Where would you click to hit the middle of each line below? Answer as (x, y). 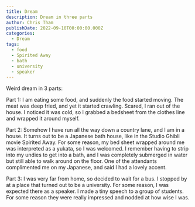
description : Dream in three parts (49, 17)
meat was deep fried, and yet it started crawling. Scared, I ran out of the (93, 106)
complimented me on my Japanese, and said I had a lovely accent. (86, 168)
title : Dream (22, 11)
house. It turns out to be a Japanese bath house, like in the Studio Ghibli (93, 136)
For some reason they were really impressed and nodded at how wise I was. (98, 198)
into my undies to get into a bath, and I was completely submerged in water (97, 155)
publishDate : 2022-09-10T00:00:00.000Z (55, 28)
